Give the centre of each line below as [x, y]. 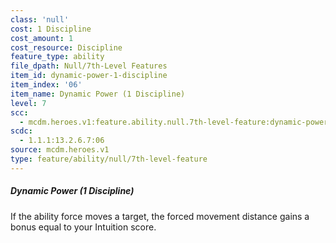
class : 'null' [40, 19]
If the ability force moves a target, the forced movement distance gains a [160, 216]
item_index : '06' [46, 85]
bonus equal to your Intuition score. [83, 227]
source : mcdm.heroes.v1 [60, 150]
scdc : [21, 131]
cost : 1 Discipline [51, 29]
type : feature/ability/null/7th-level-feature [109, 159]
